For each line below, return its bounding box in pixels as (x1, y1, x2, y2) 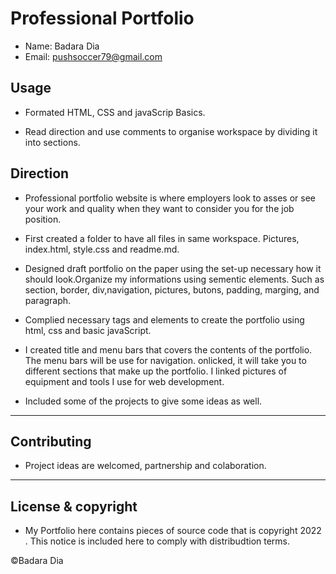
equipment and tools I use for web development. (24, 375, 225, 387)
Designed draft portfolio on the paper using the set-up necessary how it (24, 262, 322, 274)
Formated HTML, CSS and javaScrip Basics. (24, 106, 206, 118)
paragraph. (24, 294, 72, 306)
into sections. (24, 136, 81, 148)
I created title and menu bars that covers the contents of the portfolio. (24, 343, 313, 356)
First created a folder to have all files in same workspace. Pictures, (24, 232, 300, 244)
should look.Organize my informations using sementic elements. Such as (24, 273, 325, 285)
